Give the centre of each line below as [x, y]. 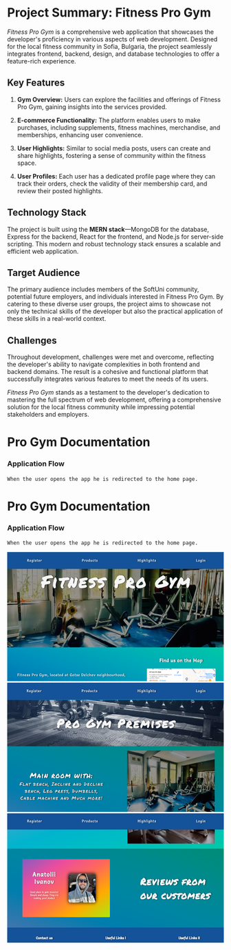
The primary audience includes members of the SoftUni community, [103, 289]
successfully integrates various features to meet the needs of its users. [108, 379]
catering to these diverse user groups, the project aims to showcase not [109, 304]
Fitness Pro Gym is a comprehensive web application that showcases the [111, 32]
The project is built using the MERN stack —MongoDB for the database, [108, 229]
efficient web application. [43, 251]
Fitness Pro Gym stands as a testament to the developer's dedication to [108, 393]
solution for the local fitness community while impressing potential [101, 407]
